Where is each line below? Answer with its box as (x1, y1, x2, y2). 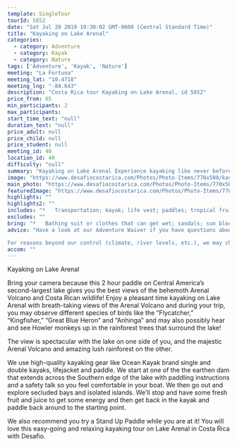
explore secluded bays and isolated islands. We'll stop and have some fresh (7, 388, 228, 397)
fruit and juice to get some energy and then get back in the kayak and (7, 396, 209, 404)
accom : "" (7, 246, 37, 253)
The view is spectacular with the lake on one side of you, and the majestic (7, 337, 222, 346)
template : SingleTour (7, 10, 71, 18)
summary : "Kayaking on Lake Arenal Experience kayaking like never (7, 167, 210, 175)
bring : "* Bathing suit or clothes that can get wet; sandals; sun (7, 220, 217, 227)
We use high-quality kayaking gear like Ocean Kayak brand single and (7, 359, 211, 367)
